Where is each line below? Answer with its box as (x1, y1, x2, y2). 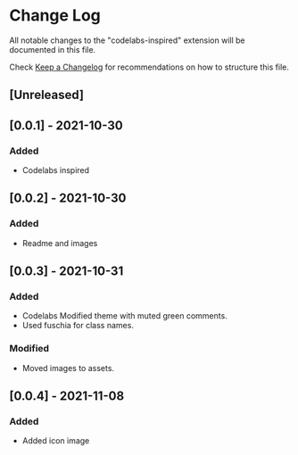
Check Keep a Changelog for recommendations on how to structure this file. (9, 62, 290, 72)
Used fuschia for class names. (21, 320, 134, 331)
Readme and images (21, 237, 98, 248)
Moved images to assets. (21, 362, 114, 373)
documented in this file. (9, 44, 96, 54)
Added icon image (21, 435, 90, 446)
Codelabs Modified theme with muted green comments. (21, 310, 228, 321)
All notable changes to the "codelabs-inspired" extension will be (9, 35, 245, 45)
